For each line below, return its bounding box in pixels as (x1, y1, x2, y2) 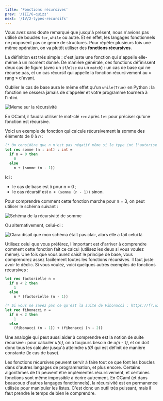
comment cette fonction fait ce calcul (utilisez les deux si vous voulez (5, 246, 144, 252)
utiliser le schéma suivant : (5, 203, 58, 209)
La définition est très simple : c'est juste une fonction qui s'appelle (5, 54, 137, 60)
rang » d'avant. (5, 75, 35, 81)
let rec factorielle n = (5, 276, 55, 281)
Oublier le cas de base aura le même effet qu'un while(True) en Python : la (5, 85, 155, 90)
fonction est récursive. (5, 119, 50, 124)
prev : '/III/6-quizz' (5, 12, 49, 17)
